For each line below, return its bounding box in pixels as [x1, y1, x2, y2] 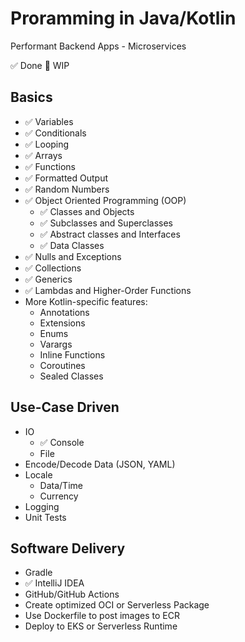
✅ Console [39, 436, 85, 448]
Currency [39, 490, 79, 502]
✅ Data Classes [39, 239, 105, 251]
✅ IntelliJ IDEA [24, 577, 85, 589]
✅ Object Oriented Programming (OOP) [24, 194, 187, 206]
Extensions [39, 317, 86, 329]
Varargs [39, 338, 73, 350]
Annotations [39, 306, 90, 318]
